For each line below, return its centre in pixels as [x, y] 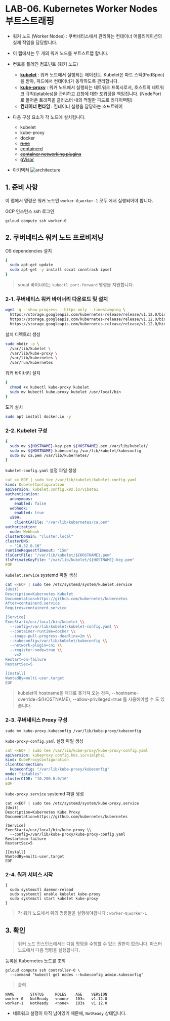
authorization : [21, 527]
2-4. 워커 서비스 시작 [29, 874]
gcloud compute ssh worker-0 [36, 221]
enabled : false [30, 503]
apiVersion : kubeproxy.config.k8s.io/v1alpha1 [55, 755]
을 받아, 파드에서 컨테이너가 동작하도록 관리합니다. [69, 81]
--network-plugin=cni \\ [36, 646]
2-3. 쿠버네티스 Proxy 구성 [36, 720]
